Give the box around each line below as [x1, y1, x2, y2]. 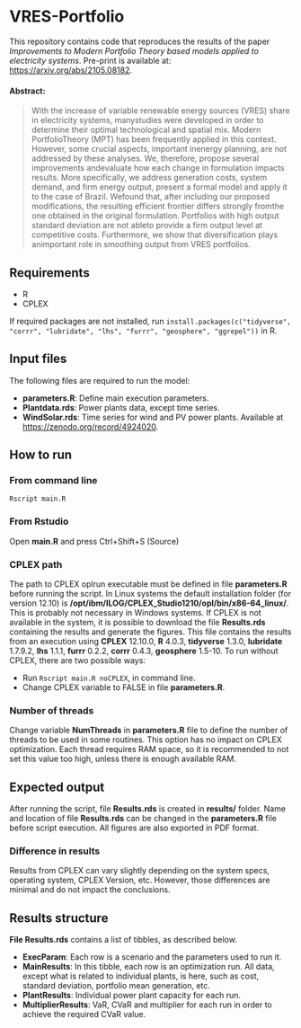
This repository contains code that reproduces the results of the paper [9, 36, 270, 47]
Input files [9, 351, 67, 367]
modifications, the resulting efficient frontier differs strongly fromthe [31, 200, 285, 212]
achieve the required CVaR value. [22, 1009, 146, 1020]
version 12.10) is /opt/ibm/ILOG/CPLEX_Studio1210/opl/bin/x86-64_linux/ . [9, 598, 289, 608]
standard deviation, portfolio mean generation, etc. [22, 980, 211, 991]
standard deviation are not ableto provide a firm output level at [31, 220, 263, 231]
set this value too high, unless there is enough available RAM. [9, 753, 236, 765]
